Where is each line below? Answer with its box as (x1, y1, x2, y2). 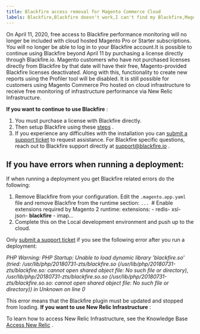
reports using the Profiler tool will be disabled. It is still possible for (6, 75, 170, 82)
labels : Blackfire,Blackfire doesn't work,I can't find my (6, 14, 156, 20)
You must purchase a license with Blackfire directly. (14, 117, 142, 124)
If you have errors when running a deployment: (6, 159, 185, 170)
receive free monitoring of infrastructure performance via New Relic (6, 88, 173, 95)
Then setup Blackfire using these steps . (14, 123, 114, 130)
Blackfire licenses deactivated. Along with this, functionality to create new (6, 68, 187, 76)
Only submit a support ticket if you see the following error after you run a (6, 236, 185, 244)
